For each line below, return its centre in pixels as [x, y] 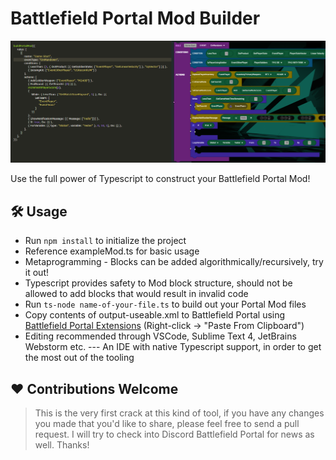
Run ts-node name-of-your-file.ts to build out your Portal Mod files [165, 304]
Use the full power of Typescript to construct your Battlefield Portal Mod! [160, 179]
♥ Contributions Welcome [94, 388]
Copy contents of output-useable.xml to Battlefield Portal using [155, 315]
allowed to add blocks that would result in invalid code [136, 294]
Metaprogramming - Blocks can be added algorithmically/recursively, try [174, 262]
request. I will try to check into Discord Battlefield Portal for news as [174, 434]
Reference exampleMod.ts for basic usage [112, 251]
